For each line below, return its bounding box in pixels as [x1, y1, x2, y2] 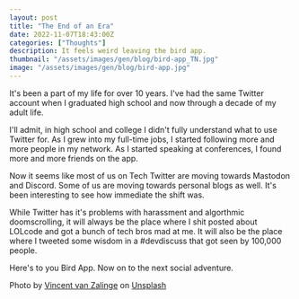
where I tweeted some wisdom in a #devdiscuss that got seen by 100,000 [9, 235, 282, 246]
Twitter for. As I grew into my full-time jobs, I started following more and [9, 134, 276, 145]
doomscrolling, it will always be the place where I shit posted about [9, 216, 258, 227]
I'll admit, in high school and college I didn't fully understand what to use [9, 124, 278, 135]
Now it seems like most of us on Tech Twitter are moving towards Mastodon [9, 170, 290, 180]
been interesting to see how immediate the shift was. [9, 189, 205, 200]
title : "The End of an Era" [9, 22, 115, 31]
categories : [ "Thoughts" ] [9, 38, 106, 48]
